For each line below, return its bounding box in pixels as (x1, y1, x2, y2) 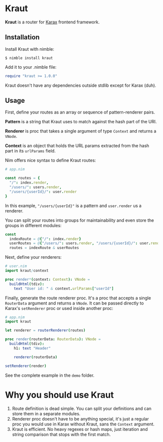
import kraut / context (5, 269, 49, 273)
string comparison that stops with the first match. (12, 431, 111, 437)
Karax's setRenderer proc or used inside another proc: (5, 305, 114, 311)
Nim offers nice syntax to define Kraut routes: (5, 157, 96, 163)
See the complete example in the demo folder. (5, 372, 95, 378)
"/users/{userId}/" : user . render (9, 189, 77, 194)
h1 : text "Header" (14, 346, 51, 351)
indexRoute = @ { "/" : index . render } (9, 236, 81, 241)
